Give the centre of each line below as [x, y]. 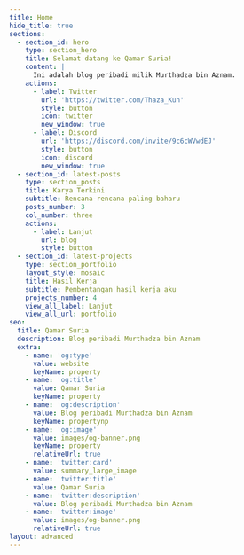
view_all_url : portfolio [71, 314]
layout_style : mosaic [65, 273]
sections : [28, 34]
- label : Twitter [65, 91]
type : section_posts [63, 183]
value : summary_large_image [85, 471]
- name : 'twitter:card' [69, 463]
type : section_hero [61, 51]
